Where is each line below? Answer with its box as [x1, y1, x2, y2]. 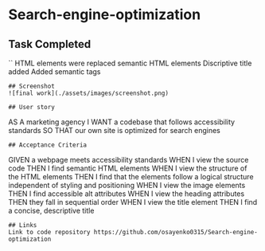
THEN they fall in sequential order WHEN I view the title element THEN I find [8, 198, 258, 206]
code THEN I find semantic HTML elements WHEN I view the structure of [8, 163, 247, 173]
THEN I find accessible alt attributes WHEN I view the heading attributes [8, 189, 245, 198]
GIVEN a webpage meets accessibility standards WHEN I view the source [8, 155, 249, 164]
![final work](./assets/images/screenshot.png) [8, 89, 170, 97]
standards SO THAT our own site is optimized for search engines [8, 126, 220, 135]
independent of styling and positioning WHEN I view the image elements [8, 181, 246, 190]
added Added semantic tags [8, 67, 101, 76]
